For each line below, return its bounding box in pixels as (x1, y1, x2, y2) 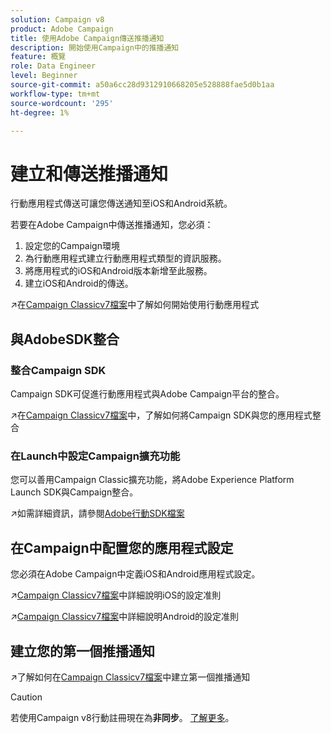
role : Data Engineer (10, 61, 97, 71)
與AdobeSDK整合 (10, 331, 120, 348)
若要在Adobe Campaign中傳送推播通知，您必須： (10, 219, 214, 231)
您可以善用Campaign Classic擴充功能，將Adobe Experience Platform (10, 474, 295, 486)
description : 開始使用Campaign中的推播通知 (10, 42, 180, 53)
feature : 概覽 (10, 52, 67, 62)
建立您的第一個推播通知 (10, 642, 155, 660)
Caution (10, 691, 43, 703)
